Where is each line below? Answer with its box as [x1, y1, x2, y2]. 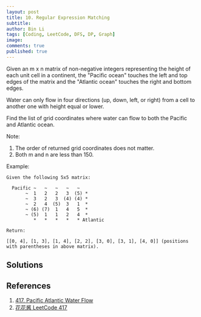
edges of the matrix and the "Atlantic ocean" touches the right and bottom [6, 78, 192, 85]
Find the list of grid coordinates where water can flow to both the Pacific [6, 114, 188, 121]
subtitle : [6, 20, 32, 26]
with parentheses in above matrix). [6, 244, 99, 250]
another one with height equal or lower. [6, 103, 104, 110]
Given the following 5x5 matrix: [6, 174, 91, 180]
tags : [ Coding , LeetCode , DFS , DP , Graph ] [6, 32, 115, 38]
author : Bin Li [6, 26, 45, 32]
